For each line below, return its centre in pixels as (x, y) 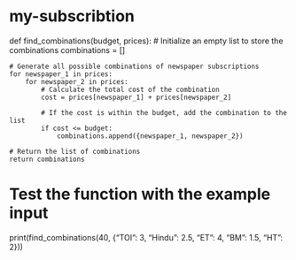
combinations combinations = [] (67, 50)
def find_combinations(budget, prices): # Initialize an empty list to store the (146, 41)
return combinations (47, 159)
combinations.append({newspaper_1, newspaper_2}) (150, 136)
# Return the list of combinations (75, 151)
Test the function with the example (140, 194)
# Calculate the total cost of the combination (130, 89)
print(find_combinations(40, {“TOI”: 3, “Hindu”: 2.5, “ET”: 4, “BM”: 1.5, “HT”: (146, 237)
